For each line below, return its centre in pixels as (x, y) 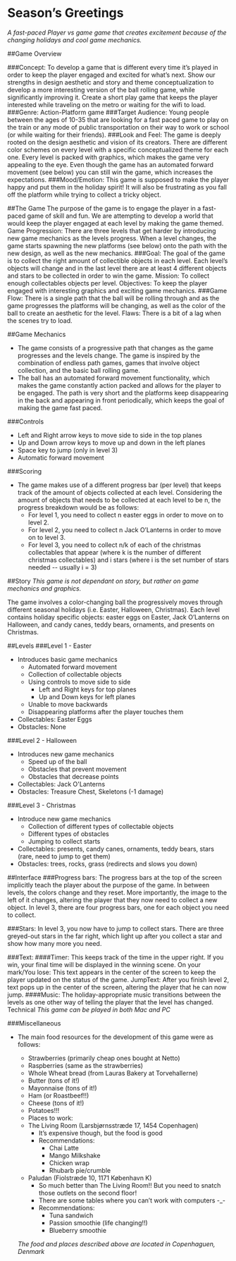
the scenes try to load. (40, 320)
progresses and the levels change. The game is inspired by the (109, 355)
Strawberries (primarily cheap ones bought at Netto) (104, 1058)
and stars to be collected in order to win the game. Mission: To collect (108, 276)
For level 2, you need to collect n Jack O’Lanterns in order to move (125, 529)
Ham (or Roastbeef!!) (58, 1095)
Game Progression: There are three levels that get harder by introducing (112, 230)
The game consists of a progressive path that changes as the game (115, 347)
